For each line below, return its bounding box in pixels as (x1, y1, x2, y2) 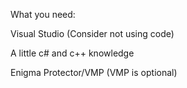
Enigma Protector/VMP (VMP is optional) (10, 67, 178, 78)
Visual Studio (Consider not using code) (10, 28, 175, 39)
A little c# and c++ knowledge (10, 47, 135, 59)
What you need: (10, 9, 76, 20)
